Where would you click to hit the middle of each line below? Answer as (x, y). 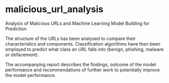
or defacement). (22, 55)
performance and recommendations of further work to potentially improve (82, 70)
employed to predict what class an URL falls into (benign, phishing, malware (84, 49)
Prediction (16, 28)
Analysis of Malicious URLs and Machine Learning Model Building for (77, 23)
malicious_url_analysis (54, 9)
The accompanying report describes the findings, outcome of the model (81, 64)
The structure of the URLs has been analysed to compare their (71, 38)
